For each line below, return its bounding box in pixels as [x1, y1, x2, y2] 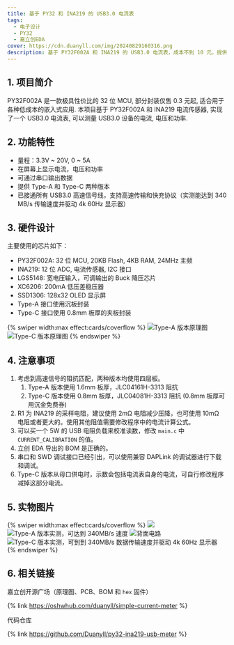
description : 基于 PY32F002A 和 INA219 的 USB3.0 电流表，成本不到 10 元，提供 [7, 49, 228, 56]
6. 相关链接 [7, 568, 55, 580]
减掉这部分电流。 [17, 479, 67, 488]
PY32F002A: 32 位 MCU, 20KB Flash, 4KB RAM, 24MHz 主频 [17, 256, 193, 265]
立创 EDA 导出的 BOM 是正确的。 [17, 444, 112, 453]
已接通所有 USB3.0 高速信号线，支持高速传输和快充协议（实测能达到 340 [17, 191, 227, 199]
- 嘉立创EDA [13, 36, 45, 43]
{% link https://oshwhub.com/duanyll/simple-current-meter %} [7, 601, 188, 609]
